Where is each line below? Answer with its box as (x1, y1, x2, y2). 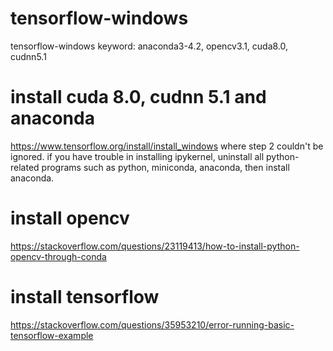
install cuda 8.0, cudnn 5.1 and (10, 86, 267, 109)
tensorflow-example (10, 329, 94, 341)
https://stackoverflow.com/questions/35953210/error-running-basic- (10, 318, 295, 331)
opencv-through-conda (10, 250, 107, 262)
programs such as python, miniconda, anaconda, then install (41, 161, 290, 173)
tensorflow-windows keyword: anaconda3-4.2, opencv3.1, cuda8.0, (10, 40, 289, 52)
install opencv (10, 207, 130, 230)
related (10, 161, 40, 173)
